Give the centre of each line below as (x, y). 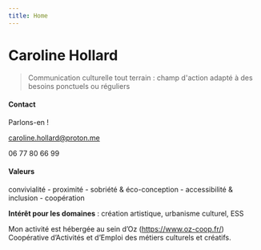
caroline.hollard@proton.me (54, 138)
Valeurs (22, 171)
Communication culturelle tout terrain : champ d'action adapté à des (141, 78)
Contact (22, 104)
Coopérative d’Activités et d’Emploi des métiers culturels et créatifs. (120, 237)
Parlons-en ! (29, 122)
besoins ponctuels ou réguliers (79, 86)
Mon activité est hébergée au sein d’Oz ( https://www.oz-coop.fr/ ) (116, 228)
